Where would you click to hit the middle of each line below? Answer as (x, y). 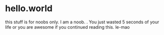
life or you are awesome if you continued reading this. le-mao (67, 27)
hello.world (29, 9)
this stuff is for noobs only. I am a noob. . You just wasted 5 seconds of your (82, 22)
